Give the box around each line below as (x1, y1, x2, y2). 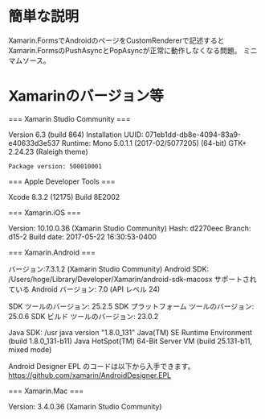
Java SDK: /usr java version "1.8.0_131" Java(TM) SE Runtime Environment (8, 327, 253, 337)
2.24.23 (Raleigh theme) (8, 147, 88, 156)
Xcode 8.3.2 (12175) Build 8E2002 (8, 192, 120, 201)
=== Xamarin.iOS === (8, 207, 82, 218)
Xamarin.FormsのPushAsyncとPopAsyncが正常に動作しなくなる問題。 (8, 45, 242, 55)
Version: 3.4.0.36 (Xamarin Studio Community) (8, 401, 162, 411)
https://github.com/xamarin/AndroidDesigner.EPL (8, 370, 172, 380)
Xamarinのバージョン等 (8, 87, 165, 106)
